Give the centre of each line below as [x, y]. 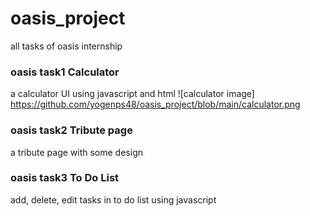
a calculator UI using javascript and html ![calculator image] [132, 94]
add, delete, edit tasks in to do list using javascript [113, 199]
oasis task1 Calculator [65, 72]
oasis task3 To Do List [65, 178]
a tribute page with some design [76, 152]
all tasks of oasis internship [66, 46]
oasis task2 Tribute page [71, 130]
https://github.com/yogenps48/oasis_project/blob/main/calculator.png [155, 104]
